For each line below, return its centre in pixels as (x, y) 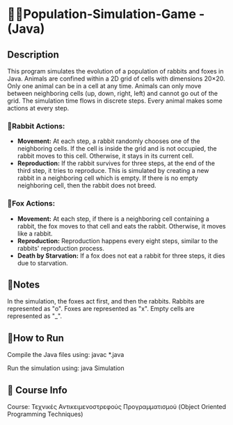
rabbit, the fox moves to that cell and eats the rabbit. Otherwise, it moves (121, 226)
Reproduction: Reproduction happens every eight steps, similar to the (118, 241)
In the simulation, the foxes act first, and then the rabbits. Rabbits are (106, 301)
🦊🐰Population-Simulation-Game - (106, 14)
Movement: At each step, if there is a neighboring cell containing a (113, 219)
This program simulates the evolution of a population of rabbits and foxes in (115, 71)
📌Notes (24, 284)
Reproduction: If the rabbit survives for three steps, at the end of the (116, 163)
